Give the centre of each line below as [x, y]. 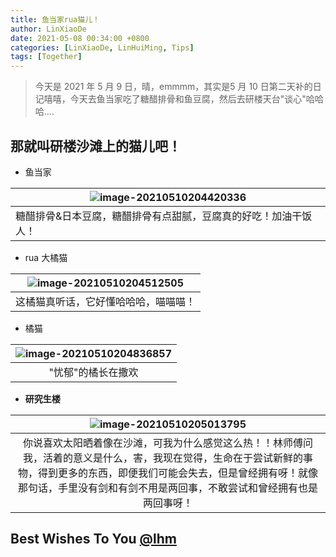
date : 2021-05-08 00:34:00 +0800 [80, 38]
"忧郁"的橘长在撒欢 [93, 372]
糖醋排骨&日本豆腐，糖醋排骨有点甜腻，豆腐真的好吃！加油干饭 [164, 216]
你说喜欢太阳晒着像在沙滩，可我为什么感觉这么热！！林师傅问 [167, 443]
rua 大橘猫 [46, 257]
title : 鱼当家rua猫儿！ [55, 19]
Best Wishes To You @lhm [93, 539]
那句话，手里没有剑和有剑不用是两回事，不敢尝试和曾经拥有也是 [167, 488]
